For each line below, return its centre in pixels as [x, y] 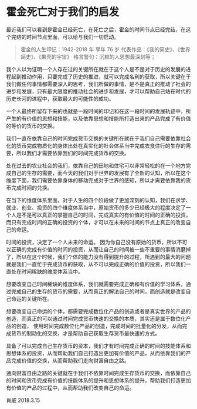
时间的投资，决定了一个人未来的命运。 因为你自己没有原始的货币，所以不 [94, 242]
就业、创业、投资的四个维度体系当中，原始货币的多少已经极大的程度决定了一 [98, 207]
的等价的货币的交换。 [32, 126]
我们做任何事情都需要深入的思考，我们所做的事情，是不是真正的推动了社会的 [98, 84]
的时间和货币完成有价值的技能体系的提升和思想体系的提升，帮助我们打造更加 [98, 380]
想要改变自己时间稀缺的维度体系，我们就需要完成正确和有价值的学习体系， [96, 284]
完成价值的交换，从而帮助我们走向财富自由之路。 [70, 360]
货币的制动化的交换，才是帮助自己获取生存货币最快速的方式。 [85, 333]
